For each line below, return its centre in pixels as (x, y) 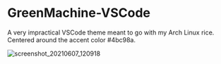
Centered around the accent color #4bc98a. (72, 39)
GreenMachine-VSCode (79, 13)
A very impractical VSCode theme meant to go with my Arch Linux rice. (111, 32)
